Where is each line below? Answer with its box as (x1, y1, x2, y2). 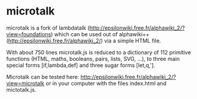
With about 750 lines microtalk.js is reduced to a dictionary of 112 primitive (6, 48, 192, 56)
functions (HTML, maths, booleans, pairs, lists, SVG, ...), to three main (6, 55, 180, 62)
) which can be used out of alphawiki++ (51, 30, 150, 37)
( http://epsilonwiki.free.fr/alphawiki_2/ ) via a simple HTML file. (6, 37, 161, 44)
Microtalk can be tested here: (6, 73, 80, 80)
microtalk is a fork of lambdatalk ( (6, 24, 90, 31)
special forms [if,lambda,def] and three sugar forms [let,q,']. (6, 62, 155, 69)
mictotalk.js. (6, 86, 36, 93)
